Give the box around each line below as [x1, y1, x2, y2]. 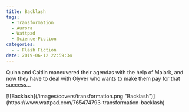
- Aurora [11, 25, 33, 31]
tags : [6, 14, 19, 20]
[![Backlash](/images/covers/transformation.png [6, 93, 124, 100]
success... [6, 81, 31, 88]
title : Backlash [6, 8, 46, 15]
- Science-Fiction [11, 36, 57, 42]
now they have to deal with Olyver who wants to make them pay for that [6, 75, 181, 82]
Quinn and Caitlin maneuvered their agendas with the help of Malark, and [6, 68, 184, 75]
